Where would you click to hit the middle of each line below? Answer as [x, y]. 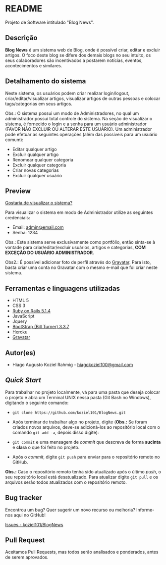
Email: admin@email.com [38, 227]
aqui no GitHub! [30, 515]
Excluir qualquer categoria [39, 165]
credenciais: [18, 218]
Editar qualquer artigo [34, 149]
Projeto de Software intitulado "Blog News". [50, 22]
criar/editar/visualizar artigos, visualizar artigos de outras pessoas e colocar [83, 98]
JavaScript [23, 316]
